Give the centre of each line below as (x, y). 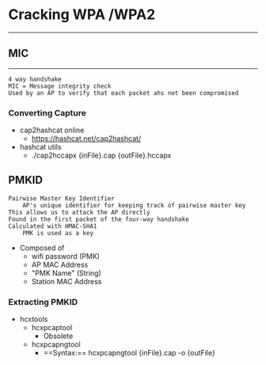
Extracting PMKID (43, 302)
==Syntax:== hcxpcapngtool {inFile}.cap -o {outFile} (129, 353)
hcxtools (34, 319)
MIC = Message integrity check (60, 86)
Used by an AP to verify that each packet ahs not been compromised (123, 93)
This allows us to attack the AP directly (79, 212)
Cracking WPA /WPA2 (82, 15)
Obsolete (58, 336)
